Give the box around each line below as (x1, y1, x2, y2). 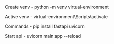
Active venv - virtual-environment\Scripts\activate (5, 14, 108, 19)
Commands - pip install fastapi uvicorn (5, 23, 85, 29)
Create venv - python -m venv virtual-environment (5, 4, 109, 10)
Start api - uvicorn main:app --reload (5, 33, 81, 39)
